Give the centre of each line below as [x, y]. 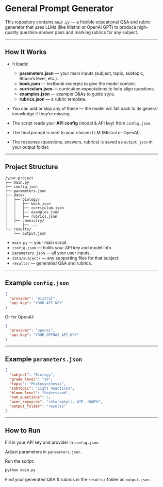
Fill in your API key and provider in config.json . [52, 442]
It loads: [20, 64]
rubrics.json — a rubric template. [53, 99]
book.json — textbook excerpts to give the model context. [78, 84]
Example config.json [37, 283]
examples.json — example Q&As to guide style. [67, 94]
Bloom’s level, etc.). [39, 78]
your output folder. [31, 147]
